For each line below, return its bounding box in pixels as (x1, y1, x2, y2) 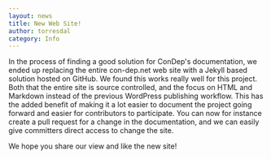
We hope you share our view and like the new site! (8, 141, 177, 151)
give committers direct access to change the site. (8, 126, 174, 135)
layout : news (8, 11, 53, 20)
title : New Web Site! (8, 19, 82, 28)
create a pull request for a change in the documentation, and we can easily (8, 117, 260, 127)
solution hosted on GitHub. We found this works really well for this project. (8, 74, 258, 84)
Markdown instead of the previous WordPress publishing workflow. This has (8, 91, 264, 101)
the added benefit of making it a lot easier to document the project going (8, 100, 252, 110)
